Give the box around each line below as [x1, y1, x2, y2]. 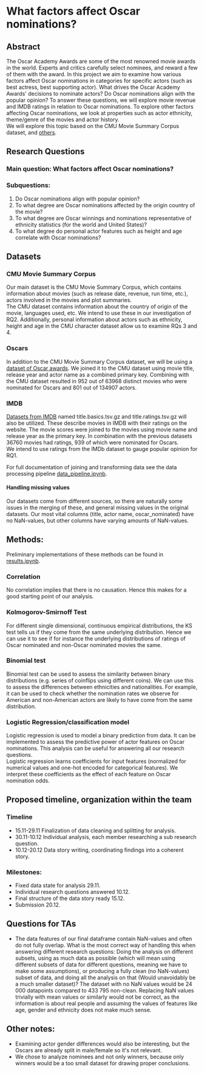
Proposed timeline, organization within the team [6, 795, 192, 805]
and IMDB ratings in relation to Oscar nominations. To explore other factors [6, 103, 194, 110]
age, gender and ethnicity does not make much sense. [15, 1006, 152, 1013]
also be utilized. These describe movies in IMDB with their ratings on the [6, 419, 187, 427]
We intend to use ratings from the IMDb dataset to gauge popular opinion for [6, 445, 198, 452]
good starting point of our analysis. [6, 593, 94, 600]
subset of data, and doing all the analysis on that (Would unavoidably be [15, 974, 196, 981]
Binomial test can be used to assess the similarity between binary [6, 670, 170, 678]
